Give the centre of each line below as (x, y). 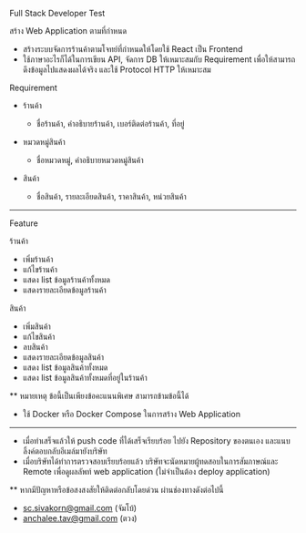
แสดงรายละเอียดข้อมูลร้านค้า (64, 290)
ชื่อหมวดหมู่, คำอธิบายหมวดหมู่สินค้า (90, 160)
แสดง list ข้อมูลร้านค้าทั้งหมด (66, 280)
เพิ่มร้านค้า (38, 259)
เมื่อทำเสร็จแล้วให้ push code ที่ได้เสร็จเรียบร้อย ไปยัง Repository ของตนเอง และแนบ (157, 441)
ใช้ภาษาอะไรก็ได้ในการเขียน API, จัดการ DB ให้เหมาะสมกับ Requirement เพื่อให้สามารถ (159, 59)
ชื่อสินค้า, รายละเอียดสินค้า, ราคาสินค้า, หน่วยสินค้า (111, 196)
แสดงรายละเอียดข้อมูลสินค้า (63, 357)
